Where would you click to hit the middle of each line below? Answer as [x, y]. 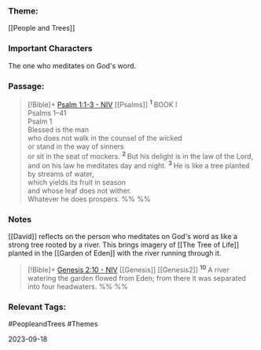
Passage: [26, 86]
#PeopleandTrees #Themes [53, 324]
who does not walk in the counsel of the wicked [105, 138]
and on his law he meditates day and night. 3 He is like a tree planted [138, 165]
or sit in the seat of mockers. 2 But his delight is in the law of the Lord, [140, 155]
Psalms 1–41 [47, 112]
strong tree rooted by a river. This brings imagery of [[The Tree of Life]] [124, 245]
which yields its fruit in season [76, 182]
